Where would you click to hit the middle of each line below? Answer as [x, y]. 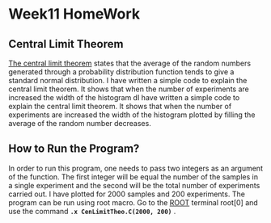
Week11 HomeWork [74, 14]
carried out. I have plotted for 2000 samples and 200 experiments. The [127, 194]
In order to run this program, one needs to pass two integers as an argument [135, 168]
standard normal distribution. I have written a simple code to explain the [128, 80]
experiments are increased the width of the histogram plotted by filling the [132, 115]
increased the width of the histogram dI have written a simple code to [124, 97]
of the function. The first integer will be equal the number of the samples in [133, 177]
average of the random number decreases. [80, 123]
